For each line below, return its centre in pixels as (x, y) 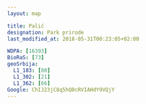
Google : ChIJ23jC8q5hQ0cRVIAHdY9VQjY (61, 90)
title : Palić (26, 26)
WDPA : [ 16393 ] (27, 51)
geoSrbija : (23, 64)
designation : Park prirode (46, 32)
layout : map (24, 13)
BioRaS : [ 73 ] (26, 58)
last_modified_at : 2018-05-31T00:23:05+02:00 (73, 39)
